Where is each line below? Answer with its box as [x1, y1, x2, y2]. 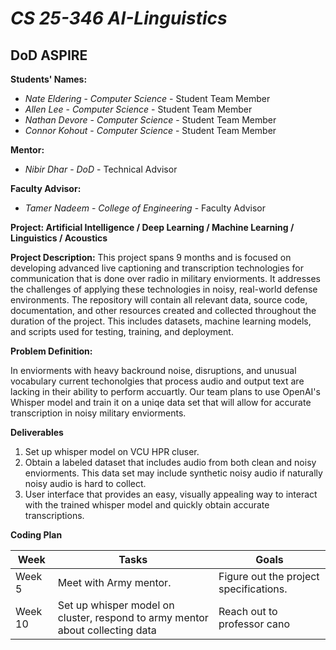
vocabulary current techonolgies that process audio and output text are [10, 375, 305, 387]
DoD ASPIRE [10, 47, 88, 64]
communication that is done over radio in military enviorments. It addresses [10, 273, 321, 284]
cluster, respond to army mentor [57, 611, 209, 624]
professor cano [218, 617, 291, 631]
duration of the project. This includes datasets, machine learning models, [10, 315, 312, 327]
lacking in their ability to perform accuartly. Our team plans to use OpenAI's [10, 386, 321, 397]
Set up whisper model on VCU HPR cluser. [24, 446, 200, 457]
